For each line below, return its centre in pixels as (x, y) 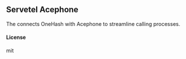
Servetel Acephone (42, 10)
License (16, 37)
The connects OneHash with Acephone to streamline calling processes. (93, 24)
